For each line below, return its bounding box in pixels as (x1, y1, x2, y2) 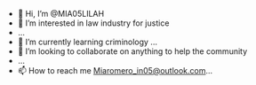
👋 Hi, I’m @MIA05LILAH (17, 9, 105, 19)
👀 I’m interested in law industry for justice (17, 18, 170, 28)
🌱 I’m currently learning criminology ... (17, 36, 158, 47)
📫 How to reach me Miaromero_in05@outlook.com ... (17, 66, 213, 75)
